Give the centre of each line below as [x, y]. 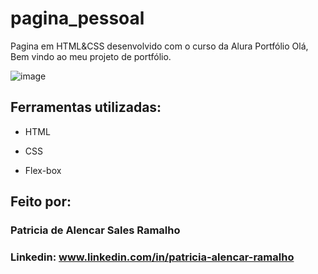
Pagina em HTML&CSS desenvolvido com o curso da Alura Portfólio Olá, [159, 46]
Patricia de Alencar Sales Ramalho [95, 230]
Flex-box [43, 170]
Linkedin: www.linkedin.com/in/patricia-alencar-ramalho [152, 257]
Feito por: [41, 202]
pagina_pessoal [77, 18]
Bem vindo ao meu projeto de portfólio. [91, 56]
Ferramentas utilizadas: [86, 107]
